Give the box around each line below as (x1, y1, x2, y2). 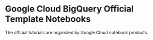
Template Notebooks (5, 13, 91, 25)
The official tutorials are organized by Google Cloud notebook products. (5, 29, 149, 35)
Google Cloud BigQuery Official (5, 3, 134, 14)
